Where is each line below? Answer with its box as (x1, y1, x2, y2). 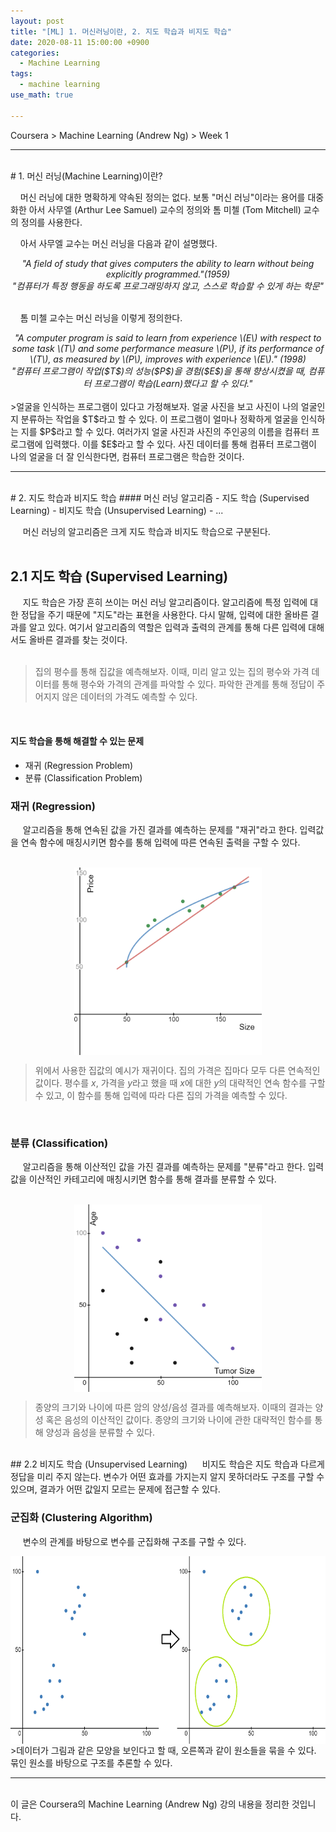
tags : (10, 69, 33, 79)
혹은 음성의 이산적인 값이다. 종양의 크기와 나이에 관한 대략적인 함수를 (45, 1414, 313, 1426)
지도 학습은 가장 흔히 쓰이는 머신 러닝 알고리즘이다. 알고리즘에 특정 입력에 (22, 596, 308, 609)
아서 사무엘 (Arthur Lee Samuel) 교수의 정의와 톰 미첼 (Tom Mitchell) (28, 203, 302, 215)
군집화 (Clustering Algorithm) (10, 1511, 153, 1525)
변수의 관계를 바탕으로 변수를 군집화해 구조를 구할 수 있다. (22, 1535, 247, 1547)
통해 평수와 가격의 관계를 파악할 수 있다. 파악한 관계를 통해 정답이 (61, 678, 315, 690)
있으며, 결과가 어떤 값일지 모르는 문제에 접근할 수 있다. (10, 1483, 221, 1495)
